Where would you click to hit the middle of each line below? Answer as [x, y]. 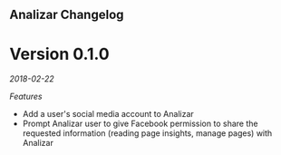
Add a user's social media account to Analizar [108, 114]
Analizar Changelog [67, 15]
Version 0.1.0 [60, 54]
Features [26, 97]
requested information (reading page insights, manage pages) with [147, 133]
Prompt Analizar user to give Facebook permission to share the [140, 124]
